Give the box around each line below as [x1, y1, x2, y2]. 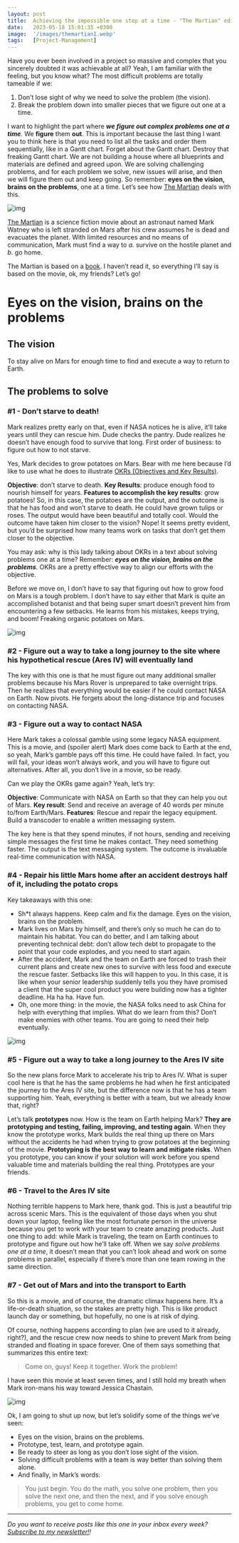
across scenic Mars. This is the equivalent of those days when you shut [7, 1209, 217, 1218]
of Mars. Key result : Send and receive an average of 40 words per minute [7, 801, 224, 809]
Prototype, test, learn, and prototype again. [17, 1440, 144, 1448]
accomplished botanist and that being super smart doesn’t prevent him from [7, 599, 230, 608]
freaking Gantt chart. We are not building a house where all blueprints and [7, 153, 224, 161]
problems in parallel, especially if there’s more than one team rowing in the [7, 1255, 225, 1263]
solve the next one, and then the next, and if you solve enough [24, 1492, 208, 1500]
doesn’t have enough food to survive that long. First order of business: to [7, 438, 222, 446]
